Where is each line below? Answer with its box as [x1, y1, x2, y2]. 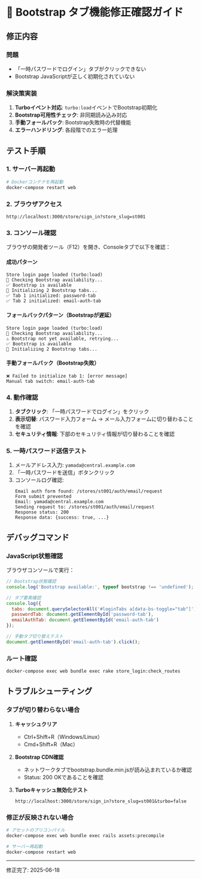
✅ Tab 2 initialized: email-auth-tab [6, 298, 102, 304]
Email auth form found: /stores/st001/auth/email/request [14, 488, 163, 494]
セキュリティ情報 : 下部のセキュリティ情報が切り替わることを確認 [14, 430, 175, 437]
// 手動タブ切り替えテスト [6, 634, 64, 640]
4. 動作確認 [6, 393, 38, 402]
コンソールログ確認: [14, 476, 64, 483]
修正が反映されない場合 [6, 813, 74, 822]
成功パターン [6, 258, 38, 265]
